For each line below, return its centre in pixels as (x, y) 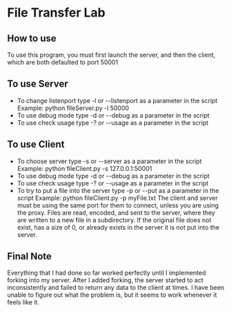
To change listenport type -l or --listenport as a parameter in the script (117, 100)
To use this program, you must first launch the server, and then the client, (111, 55)
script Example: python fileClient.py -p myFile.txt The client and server (118, 198)
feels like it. (23, 302)
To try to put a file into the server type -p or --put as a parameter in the (118, 190)
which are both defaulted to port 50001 (63, 62)
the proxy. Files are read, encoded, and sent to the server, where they (116, 212)
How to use (32, 38)
